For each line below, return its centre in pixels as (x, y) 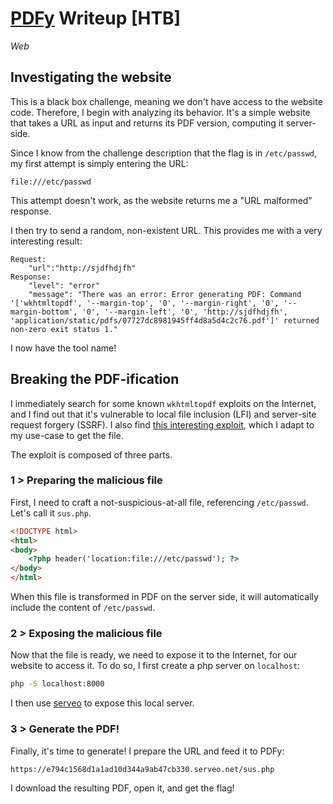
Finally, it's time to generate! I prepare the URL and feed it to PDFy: (147, 751)
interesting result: (46, 241)
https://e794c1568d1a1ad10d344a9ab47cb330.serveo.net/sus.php (142, 769)
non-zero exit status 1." (64, 329)
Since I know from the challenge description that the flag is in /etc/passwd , (164, 153)
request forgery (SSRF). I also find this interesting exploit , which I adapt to (162, 424)
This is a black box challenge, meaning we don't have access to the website (166, 101)
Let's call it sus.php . (51, 513)
